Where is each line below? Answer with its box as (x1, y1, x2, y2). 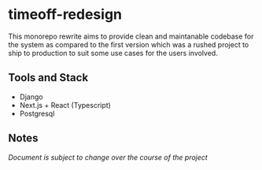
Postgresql (19, 109, 55, 118)
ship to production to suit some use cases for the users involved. (8, 48, 218, 57)
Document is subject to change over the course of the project (8, 152, 208, 162)
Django (19, 92, 43, 102)
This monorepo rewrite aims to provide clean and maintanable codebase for (8, 31, 254, 41)
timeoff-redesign (8, 6, 123, 24)
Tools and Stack (8, 71, 89, 84)
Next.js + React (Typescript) (19, 100, 112, 109)
